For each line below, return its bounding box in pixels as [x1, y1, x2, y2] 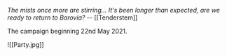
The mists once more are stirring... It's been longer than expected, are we [7, 6, 221, 14]
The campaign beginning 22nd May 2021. [7, 27, 128, 35]
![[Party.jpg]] [7, 41, 44, 48]
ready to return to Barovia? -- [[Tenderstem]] [7, 13, 138, 22]
